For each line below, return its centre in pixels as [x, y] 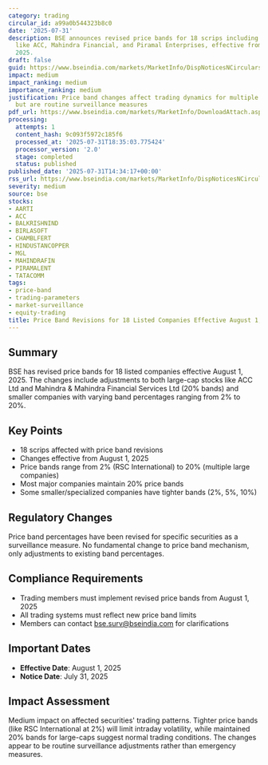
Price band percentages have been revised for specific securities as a [123, 537]
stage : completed [44, 157]
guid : [17, 68]
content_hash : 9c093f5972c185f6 [69, 134]
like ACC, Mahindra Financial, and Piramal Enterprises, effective [130, 46]
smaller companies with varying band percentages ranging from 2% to [124, 397]
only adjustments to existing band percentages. [87, 553]
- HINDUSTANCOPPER [39, 246]
